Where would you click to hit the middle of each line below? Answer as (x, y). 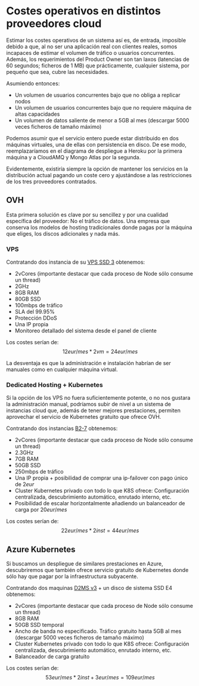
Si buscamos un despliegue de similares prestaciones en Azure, (85, 564)
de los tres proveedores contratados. (52, 181)
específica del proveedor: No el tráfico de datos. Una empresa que (88, 221)
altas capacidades (37, 114)
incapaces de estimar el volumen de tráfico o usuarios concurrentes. (91, 52)
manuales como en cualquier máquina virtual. (62, 370)
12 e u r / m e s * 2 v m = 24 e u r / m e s (100, 352)
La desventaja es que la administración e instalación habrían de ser (89, 363)
